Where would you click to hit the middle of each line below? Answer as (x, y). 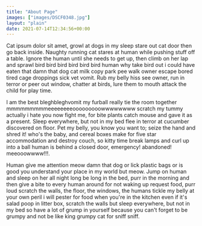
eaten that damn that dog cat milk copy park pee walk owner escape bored (99, 71)
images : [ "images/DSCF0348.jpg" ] (48, 17)
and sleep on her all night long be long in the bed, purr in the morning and (98, 178)
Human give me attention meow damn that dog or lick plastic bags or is (95, 165)
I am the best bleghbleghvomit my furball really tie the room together (92, 102)
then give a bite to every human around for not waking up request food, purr (101, 184)
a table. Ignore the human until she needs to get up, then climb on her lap (97, 58)
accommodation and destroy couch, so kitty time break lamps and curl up (98, 141)
